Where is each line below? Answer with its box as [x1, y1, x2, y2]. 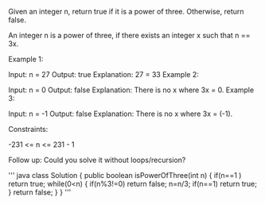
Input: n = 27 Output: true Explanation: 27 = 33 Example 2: [8, 70, 199, 79]
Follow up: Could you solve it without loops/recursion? [8, 155, 186, 164]
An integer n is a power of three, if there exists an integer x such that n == [8, 31, 251, 40]
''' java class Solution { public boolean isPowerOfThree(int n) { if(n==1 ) [8, 171, 242, 180]
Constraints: [8, 125, 49, 133]
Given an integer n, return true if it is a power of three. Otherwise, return [8, 7, 244, 16]
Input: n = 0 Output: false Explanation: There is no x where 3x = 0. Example [8, 85, 255, 95]
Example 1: [8, 55, 44, 64]
